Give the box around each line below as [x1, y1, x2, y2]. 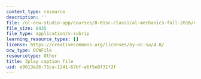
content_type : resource [6, 8, 66, 15]
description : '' [6, 14, 47, 20]
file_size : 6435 [6, 25, 47, 31]
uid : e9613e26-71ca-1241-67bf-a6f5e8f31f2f [6, 64, 117, 70]
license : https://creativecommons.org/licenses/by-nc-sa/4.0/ [6, 42, 165, 48]
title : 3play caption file [6, 58, 74, 64]
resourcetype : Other [6, 53, 58, 59]
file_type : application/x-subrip [6, 31, 90, 37]
